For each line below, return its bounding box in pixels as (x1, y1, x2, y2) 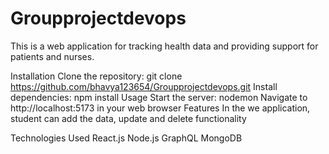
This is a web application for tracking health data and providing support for (10, 40, 319, 52)
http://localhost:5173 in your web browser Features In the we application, (10, 102, 311, 114)
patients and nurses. (10, 50, 95, 62)
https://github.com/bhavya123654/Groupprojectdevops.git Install (10, 80, 278, 92)
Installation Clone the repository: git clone (10, 70, 183, 82)
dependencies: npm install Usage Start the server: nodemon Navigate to (10, 91, 308, 103)
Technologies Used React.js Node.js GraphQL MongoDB (10, 132, 243, 144)
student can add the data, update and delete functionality (10, 112, 247, 124)
